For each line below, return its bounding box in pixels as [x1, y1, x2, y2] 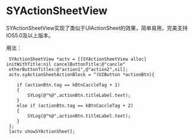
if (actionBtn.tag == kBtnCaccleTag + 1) [17, 82, 120, 88]
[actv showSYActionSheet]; [8, 128, 76, 134]
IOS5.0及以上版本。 [6, 31, 54, 39]
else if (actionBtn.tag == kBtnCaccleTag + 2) [17, 102, 134, 109]
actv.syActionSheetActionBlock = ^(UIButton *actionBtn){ [8, 71, 155, 77]
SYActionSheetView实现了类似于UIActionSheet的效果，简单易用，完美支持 [6, 24, 188, 31]
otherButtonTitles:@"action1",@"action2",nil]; [8, 66, 128, 72]
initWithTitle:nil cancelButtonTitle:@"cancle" [6, 61, 126, 67]
